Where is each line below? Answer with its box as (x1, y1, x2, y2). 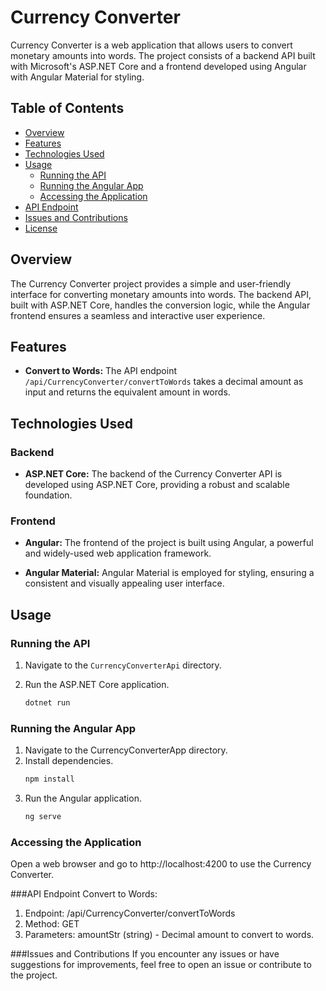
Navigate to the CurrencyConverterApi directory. (24, 659, 222, 671)
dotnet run (24, 698, 71, 708)
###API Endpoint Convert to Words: (10, 888, 158, 900)
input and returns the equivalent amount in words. (24, 386, 231, 398)
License (24, 222, 58, 234)
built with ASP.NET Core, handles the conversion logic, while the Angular (10, 299, 311, 311)
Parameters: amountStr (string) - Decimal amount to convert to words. (24, 929, 315, 941)
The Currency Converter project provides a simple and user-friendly (10, 277, 292, 290)
